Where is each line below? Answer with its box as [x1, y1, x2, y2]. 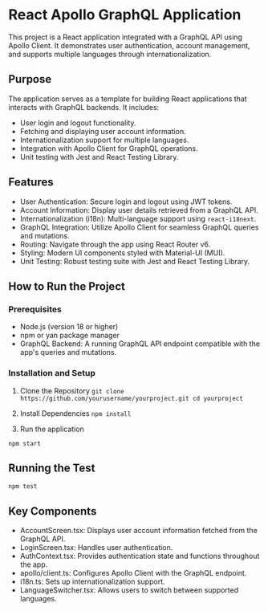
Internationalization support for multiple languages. [19, 135, 189, 145]
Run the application [19, 424, 84, 434]
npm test [8, 483, 38, 491]
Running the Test [8, 461, 95, 475]
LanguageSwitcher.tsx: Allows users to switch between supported [19, 585, 239, 595]
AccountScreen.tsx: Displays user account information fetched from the [19, 526, 258, 536]
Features [8, 175, 54, 189]
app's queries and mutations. [19, 348, 117, 357]
